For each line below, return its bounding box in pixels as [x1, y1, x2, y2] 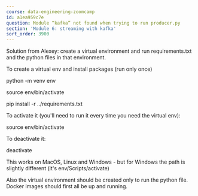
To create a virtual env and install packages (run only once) [6, 65, 153, 73]
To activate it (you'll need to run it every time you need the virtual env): [6, 112, 181, 119]
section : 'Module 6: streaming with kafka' [6, 25, 117, 32]
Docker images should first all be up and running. [6, 183, 127, 190]
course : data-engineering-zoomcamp [6, 8, 95, 15]
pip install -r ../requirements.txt [6, 100, 83, 108]
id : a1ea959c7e [6, 14, 44, 20]
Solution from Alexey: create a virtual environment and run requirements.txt [6, 47, 192, 55]
